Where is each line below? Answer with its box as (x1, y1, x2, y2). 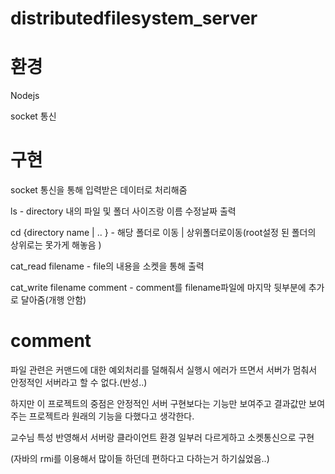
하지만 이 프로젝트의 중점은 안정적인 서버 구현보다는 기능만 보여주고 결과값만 (10, 398, 307, 409)
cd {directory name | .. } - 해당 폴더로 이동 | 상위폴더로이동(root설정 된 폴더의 (10, 227, 317, 239)
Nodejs (10, 90, 40, 102)
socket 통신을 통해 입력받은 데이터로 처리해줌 (10, 184, 188, 196)
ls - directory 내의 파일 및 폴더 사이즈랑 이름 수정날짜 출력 (10, 205, 237, 217)
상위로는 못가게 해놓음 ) (10, 239, 102, 251)
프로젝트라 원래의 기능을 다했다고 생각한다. (28, 410, 195, 422)
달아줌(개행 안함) (20, 294, 87, 306)
